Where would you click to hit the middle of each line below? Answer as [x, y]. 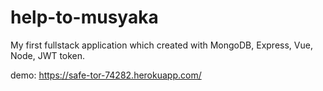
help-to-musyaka [84, 17]
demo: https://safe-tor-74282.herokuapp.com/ [106, 75]
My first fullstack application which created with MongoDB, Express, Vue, [161, 45]
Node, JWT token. [48, 55]
